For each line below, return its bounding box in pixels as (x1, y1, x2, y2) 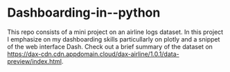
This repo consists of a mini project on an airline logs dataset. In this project (7, 28, 224, 36)
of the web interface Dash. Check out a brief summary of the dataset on (7, 42, 213, 51)
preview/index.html (7, 57, 62, 65)
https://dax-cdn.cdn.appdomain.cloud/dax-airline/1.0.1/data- (7, 50, 179, 58)
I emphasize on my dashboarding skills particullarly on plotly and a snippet (7, 35, 220, 43)
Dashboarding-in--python (7, 5, 161, 21)
